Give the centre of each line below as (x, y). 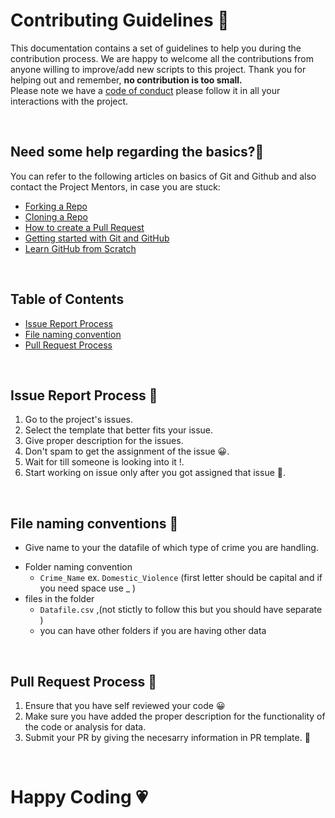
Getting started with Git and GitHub (97, 238)
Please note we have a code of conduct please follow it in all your (145, 90)
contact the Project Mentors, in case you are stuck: (115, 186)
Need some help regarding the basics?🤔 (137, 152)
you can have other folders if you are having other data (153, 631)
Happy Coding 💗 (79, 797)
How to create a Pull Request (84, 227)
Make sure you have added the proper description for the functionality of (175, 716)
